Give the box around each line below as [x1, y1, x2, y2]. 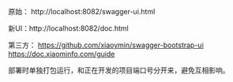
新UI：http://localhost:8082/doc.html [8, 24, 129, 33]
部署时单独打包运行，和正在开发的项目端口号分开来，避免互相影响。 [8, 65, 230, 75]
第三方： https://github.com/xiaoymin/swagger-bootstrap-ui [8, 40, 204, 50]
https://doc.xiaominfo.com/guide [8, 50, 115, 58]
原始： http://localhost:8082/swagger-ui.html [8, 7, 156, 16]
